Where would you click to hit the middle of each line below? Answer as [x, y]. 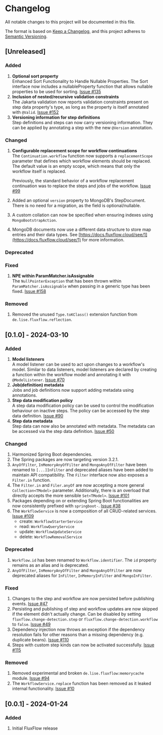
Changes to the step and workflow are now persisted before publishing [83, 599]
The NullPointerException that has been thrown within [67, 281]
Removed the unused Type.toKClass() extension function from [74, 314]
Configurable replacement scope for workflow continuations [74, 150]
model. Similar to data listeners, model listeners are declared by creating [84, 369]
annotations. [24, 395]
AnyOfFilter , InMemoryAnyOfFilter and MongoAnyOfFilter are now [77, 570]
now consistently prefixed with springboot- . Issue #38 [66, 506]
